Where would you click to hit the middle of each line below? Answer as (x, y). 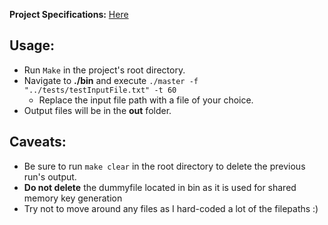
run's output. (50, 176)
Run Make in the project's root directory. (104, 70)
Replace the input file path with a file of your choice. (146, 100)
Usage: (32, 45)
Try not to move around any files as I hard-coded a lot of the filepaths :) (171, 208)
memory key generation (73, 198)
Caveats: (38, 142)
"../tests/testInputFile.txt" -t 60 (100, 90)
